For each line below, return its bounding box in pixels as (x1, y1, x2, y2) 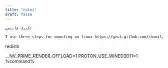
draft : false (5, 12, 32, 17)
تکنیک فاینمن (5, 25, 32, 30)
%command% (5, 58, 35, 65)
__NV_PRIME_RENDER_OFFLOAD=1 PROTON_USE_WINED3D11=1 (5, 53, 138, 59)
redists (5, 43, 19, 50)
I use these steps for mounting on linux (5, 34, 93, 40)
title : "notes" (5, 7, 37, 12)
